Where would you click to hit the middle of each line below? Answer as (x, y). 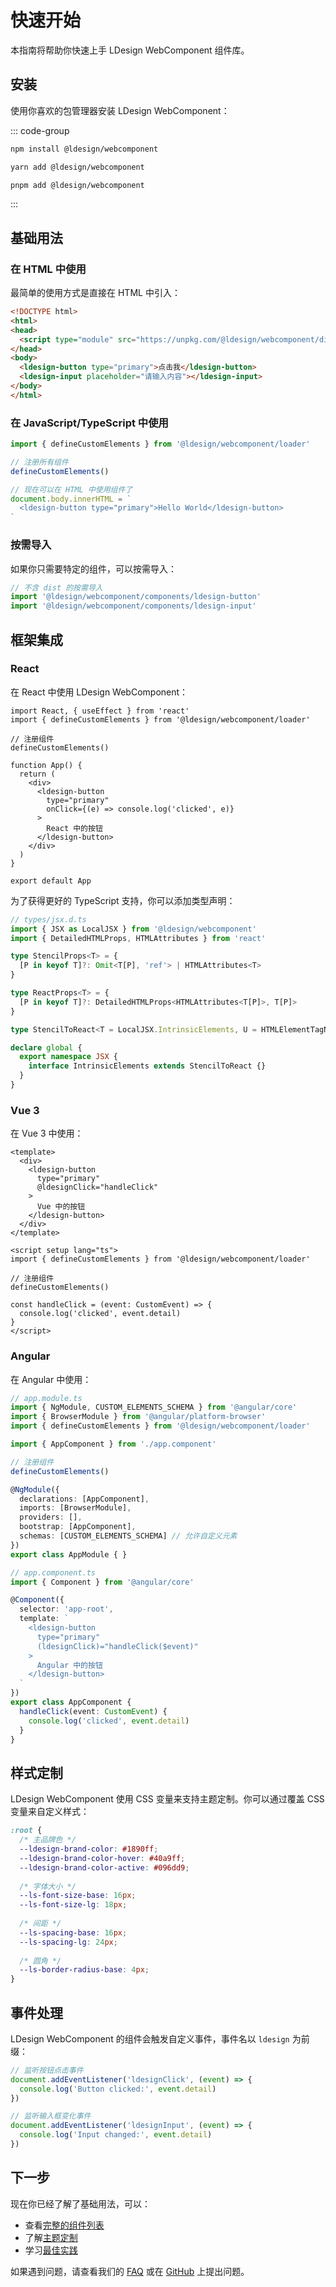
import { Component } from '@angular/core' (102, 1582)
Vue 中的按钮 (61, 1207)
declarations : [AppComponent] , (84, 1499)
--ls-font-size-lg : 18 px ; (73, 1905)
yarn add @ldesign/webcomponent (77, 167)
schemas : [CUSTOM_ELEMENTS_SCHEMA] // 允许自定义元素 (128, 1536)
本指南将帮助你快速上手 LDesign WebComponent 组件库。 (130, 50)
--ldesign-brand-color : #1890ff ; (89, 1849)
